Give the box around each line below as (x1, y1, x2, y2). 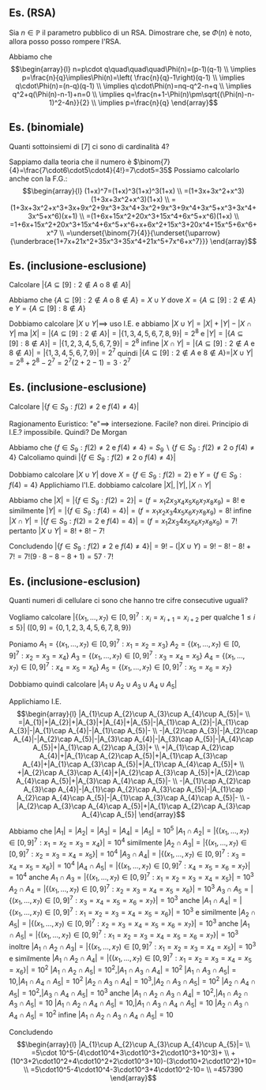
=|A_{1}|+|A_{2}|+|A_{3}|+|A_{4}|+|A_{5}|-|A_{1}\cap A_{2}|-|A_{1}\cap (17, 717, 249, 727)
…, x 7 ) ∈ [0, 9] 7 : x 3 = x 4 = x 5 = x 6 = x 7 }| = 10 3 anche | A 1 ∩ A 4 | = (23, 894, 238, 907)
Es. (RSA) (9, 6, 56, 20)
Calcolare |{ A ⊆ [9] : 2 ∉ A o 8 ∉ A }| (9, 280, 131, 290)
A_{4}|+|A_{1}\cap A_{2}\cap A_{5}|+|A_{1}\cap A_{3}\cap (39, 751, 228, 760)
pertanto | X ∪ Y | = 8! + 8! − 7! (9, 526, 105, 536)
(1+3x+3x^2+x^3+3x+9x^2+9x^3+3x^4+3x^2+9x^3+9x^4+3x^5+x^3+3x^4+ (9, 203, 257, 212)
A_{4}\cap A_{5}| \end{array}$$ (81, 809, 185, 819)
